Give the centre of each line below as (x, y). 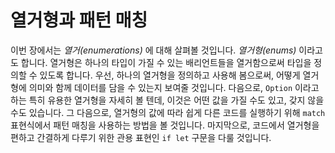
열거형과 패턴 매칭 (79, 20)
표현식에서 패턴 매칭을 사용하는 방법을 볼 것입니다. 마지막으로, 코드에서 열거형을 (165, 125)
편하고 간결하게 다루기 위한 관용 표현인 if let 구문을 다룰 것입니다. (141, 137)
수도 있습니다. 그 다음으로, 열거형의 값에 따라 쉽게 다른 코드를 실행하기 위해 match (168, 112)
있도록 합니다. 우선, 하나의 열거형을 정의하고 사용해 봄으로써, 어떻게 (170, 75)
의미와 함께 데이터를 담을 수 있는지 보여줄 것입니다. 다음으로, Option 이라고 (174, 87)
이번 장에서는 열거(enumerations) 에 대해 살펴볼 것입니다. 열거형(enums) (153, 50)
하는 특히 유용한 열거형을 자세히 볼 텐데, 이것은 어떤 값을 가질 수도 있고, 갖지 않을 (167, 100)
